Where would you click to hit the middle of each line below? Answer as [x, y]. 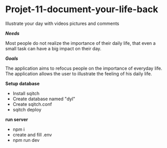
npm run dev [26, 140]
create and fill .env [32, 135]
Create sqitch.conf [32, 104]
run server [17, 119]
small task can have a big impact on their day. [53, 48]
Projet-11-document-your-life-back [82, 9]
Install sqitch [26, 93]
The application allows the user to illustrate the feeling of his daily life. [79, 73]
